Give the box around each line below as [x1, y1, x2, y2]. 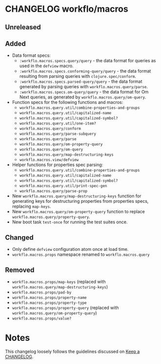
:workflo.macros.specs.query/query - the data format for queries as [19, 58, 156, 64]
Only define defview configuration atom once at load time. [12, 246, 129, 252]
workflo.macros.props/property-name [12, 295, 87, 300]
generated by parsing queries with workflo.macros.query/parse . [19, 84, 148, 90]
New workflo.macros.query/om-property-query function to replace [12, 209, 145, 215]
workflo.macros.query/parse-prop [19, 189, 88, 194]
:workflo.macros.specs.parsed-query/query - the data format [19, 78, 142, 84]
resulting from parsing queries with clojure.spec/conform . [19, 73, 137, 79]
